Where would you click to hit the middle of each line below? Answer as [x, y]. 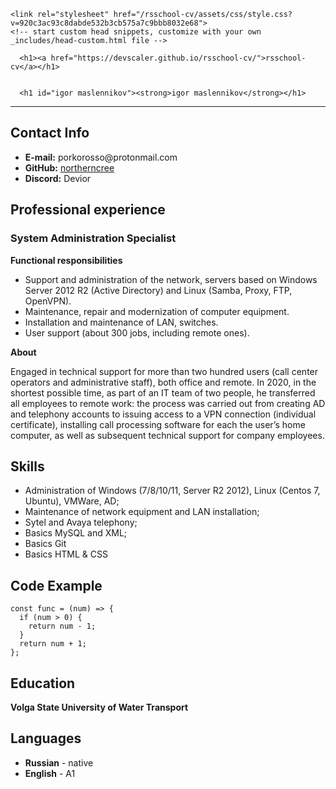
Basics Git [45, 544]
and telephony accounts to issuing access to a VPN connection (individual [163, 414]
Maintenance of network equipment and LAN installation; [142, 512]
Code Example [56, 585]
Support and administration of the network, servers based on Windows [171, 279]
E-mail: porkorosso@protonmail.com [101, 157]
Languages [46, 738]
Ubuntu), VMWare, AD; [72, 501]
